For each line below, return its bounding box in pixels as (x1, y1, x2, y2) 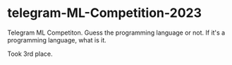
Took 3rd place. (7, 49, 53, 58)
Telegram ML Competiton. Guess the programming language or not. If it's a (7, 28, 226, 37)
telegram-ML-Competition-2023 (7, 5, 202, 21)
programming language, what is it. (7, 35, 107, 44)
